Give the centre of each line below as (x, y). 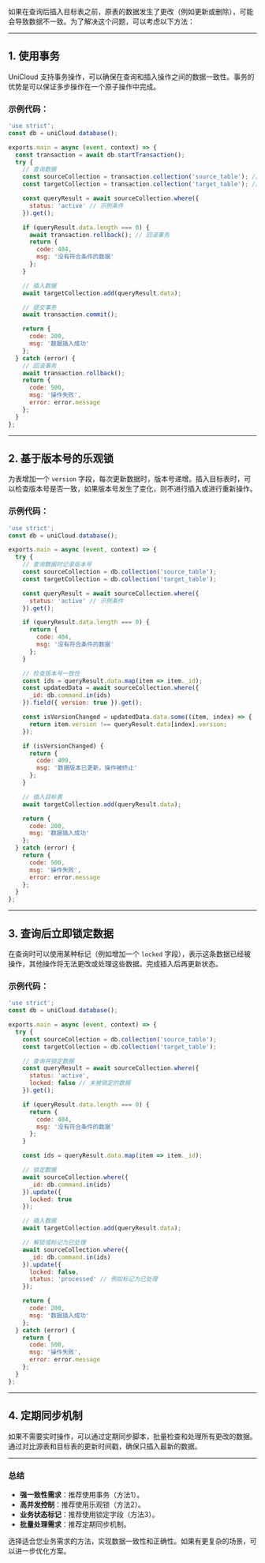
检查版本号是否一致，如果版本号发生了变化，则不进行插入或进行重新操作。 (136, 489)
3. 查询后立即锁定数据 (61, 934)
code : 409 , (54, 761)
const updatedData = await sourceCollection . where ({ (111, 688)
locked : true (50, 1200)
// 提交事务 (39, 307)
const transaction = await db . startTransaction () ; (100, 155)
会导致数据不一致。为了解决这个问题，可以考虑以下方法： (101, 21)
